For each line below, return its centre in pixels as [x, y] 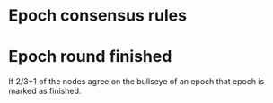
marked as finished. [45, 91]
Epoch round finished [90, 57]
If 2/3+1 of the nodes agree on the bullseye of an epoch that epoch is [136, 82]
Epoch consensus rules [98, 16]
